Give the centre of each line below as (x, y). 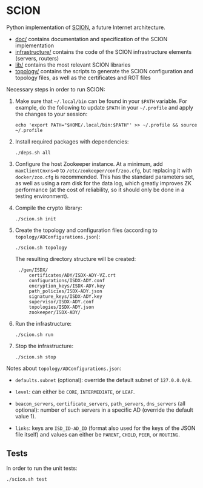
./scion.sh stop (35, 357)
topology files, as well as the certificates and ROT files (83, 77)
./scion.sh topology (41, 248)
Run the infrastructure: (43, 323)
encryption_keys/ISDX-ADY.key (67, 286)
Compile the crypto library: (48, 208)
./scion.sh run (34, 335)
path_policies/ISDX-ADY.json (65, 291)
